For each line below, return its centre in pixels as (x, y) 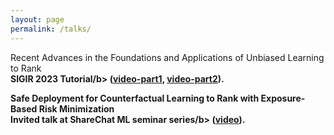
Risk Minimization (76, 108)
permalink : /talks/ (51, 29)
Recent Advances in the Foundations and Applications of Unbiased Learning (167, 57)
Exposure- (283, 98)
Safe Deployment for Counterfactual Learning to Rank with (135, 98)
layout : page (37, 19)
